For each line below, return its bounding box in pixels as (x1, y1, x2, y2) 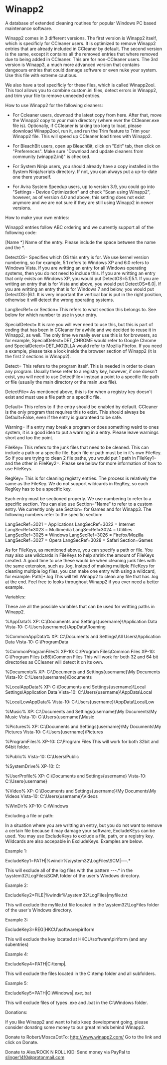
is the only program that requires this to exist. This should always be (5, 409, 146, 415)
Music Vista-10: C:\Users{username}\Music (5, 714, 95, 720)
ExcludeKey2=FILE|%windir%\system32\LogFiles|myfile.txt (5, 892, 128, 898)
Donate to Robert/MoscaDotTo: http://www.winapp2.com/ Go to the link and (5, 1034, 162, 1040)
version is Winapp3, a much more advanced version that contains (5, 62, 140, 68)
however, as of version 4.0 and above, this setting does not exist (12, 194, 145, 200)
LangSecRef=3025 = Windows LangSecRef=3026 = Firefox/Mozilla (5, 532, 144, 538)
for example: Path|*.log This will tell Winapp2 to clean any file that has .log (5, 573, 159, 579)
